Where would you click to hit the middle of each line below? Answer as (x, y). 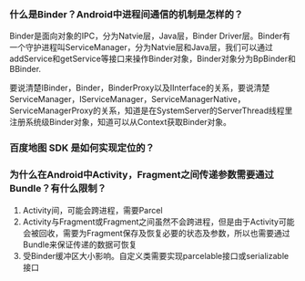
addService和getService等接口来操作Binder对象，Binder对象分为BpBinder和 (152, 59)
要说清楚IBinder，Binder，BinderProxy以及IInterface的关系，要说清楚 (140, 88)
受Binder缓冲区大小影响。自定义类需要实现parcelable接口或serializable (156, 255)
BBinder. (25, 69)
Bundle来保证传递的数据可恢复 (80, 245)
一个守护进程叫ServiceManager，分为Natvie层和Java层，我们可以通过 (141, 47)
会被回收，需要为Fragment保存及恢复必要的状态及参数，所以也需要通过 (156, 233)
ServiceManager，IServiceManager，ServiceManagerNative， (127, 99)
